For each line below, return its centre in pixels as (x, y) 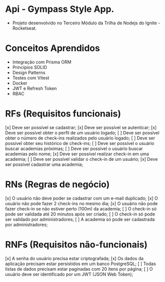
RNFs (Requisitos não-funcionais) (76, 245)
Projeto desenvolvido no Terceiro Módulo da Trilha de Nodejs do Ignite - (86, 23)
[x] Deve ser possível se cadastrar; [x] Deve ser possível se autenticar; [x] (81, 127)
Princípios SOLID (30, 67)
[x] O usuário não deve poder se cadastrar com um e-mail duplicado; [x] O (82, 198)
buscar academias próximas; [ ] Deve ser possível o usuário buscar (74, 148)
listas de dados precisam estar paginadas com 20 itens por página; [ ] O (79, 269)
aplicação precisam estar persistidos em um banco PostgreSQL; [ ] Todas (81, 264)
